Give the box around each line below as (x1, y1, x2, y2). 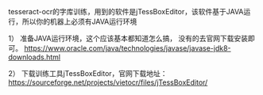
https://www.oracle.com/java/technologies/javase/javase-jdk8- (23, 44, 232, 53)
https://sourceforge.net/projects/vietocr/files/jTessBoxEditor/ (8, 78, 208, 87)
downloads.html (8, 52, 61, 62)
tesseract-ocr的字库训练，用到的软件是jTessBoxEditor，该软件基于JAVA (8, 7, 244, 16)
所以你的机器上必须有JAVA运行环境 (21, 17, 137, 26)
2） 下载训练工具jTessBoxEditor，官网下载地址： (8, 69, 168, 78)
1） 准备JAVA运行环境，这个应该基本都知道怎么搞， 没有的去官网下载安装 (8, 34, 249, 43)
